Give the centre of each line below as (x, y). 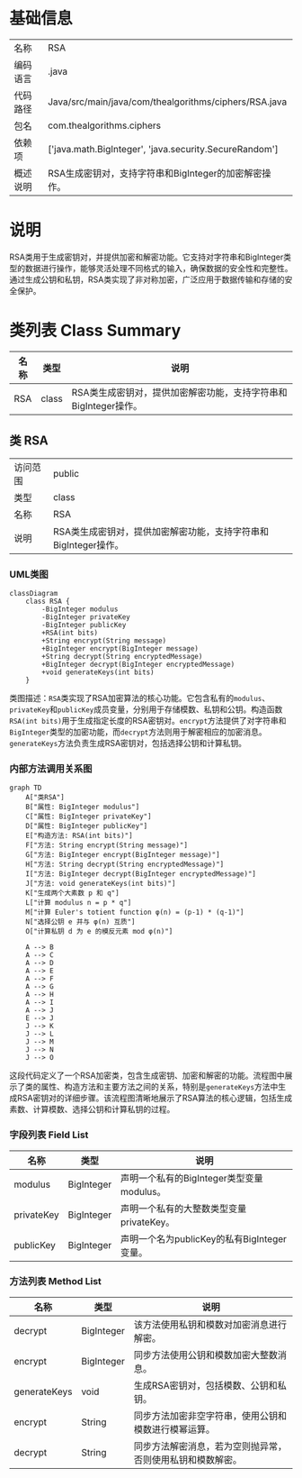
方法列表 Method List (55, 1282)
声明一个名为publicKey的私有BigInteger (204, 1238)
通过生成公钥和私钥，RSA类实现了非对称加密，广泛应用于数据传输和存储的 (147, 279)
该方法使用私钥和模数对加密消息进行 (210, 1324)
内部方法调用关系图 (51, 769)
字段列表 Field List (49, 1135)
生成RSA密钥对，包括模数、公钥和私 (210, 1385)
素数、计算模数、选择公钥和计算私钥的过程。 (92, 1109)
